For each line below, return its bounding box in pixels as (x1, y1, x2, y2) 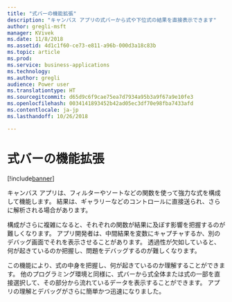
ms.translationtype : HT (7, 87, 76, 94)
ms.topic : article (7, 49, 60, 56)
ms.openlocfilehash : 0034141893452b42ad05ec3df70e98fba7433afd (7, 100, 194, 107)
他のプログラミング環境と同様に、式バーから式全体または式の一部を (20, 270, 215, 278)
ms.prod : (7, 55, 33, 62)
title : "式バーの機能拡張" (7, 10, 77, 17)
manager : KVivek (7, 29, 54, 37)
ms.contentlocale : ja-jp (7, 106, 79, 113)
